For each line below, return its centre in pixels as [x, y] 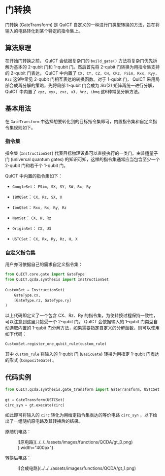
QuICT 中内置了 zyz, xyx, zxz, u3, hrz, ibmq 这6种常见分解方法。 [74, 91]
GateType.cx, [27, 295]
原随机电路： [18, 432]
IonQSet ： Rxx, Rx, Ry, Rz [39, 207]
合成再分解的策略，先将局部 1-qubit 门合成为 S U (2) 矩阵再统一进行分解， [83, 85]
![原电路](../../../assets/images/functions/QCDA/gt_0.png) [75, 442]
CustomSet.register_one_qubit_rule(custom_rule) [56, 344]
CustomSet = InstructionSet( [35, 290]
